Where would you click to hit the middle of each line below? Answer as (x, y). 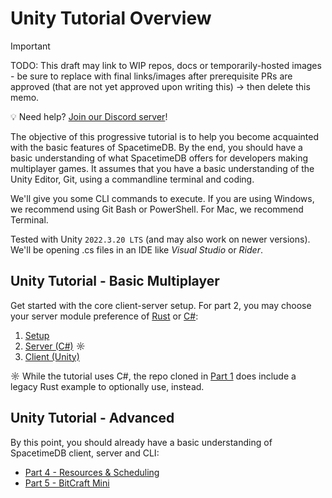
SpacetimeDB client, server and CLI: (85, 453)
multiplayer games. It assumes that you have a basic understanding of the (162, 168)
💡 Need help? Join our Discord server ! (89, 116)
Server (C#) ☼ (55, 346)
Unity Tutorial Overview (111, 18)
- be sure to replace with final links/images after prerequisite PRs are (151, 76)
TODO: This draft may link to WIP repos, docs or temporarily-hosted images (166, 65)
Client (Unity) (52, 356)
